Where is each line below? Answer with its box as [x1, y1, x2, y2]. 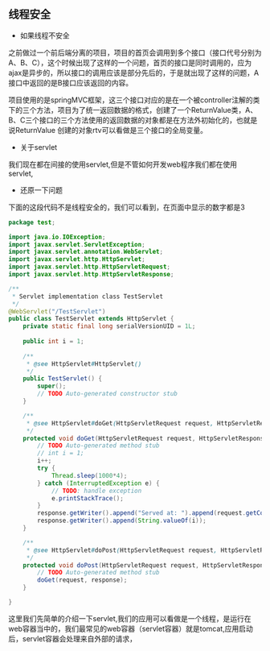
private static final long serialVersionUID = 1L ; [22, 322, 196, 330]
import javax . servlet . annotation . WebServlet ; [8, 248, 163, 256]
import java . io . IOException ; [8, 233, 106, 241]
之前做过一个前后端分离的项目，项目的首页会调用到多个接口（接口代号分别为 [8, 48, 262, 57]
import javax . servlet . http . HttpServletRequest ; [8, 263, 171, 272]
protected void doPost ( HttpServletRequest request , [22, 561, 199, 570]
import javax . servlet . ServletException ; [8, 240, 146, 248]
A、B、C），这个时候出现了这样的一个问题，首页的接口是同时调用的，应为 [8, 57, 252, 67]
